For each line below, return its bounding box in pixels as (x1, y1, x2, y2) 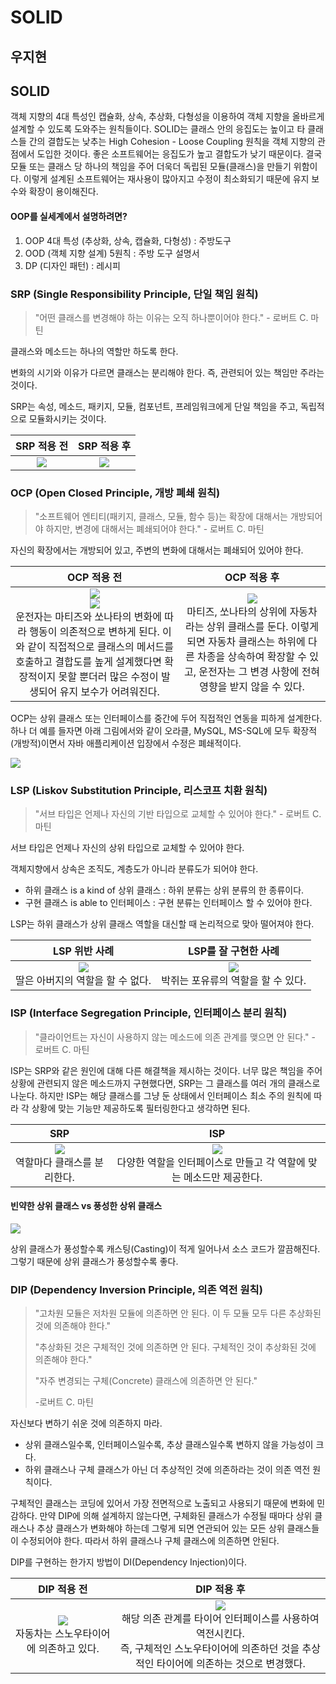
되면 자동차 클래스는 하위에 (186, 635, 306, 649)
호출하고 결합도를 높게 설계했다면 (15, 655, 162, 669)
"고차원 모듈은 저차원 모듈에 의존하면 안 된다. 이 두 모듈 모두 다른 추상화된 (34, 1307, 322, 1320)
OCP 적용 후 (224, 571, 280, 585)
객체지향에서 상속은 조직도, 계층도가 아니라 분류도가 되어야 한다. (10, 863, 259, 875)
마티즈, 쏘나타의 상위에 (186, 605, 288, 619)
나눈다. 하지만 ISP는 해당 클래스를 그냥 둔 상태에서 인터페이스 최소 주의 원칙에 (10, 1089, 312, 1101)
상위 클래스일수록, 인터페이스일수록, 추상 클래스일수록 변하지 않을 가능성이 (24, 1439, 314, 1451)
